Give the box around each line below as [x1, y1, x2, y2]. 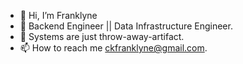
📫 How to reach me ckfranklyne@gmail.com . [19, 42, 208, 54]
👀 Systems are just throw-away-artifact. [19, 31, 185, 42]
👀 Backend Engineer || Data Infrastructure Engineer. [19, 20, 233, 32]
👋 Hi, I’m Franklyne [19, 10, 98, 21]
